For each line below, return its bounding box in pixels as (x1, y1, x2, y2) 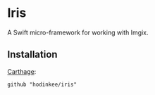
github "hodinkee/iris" (7, 81, 77, 88)
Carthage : (7, 67, 37, 75)
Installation (7, 49, 58, 61)
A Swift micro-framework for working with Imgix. (7, 28, 149, 37)
